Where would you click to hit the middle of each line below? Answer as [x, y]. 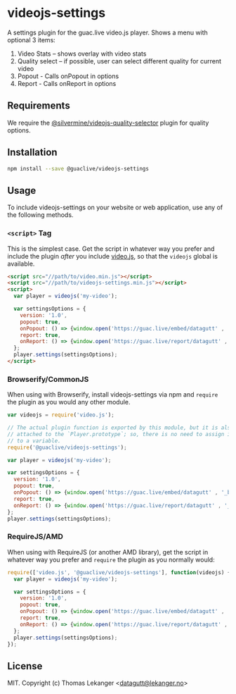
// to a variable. [34, 441]
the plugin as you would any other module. [69, 402]
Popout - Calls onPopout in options [68, 76]
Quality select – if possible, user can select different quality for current [119, 61]
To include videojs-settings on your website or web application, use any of [115, 207]
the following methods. [40, 215]
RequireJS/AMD [35, 537]
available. [21, 264]
